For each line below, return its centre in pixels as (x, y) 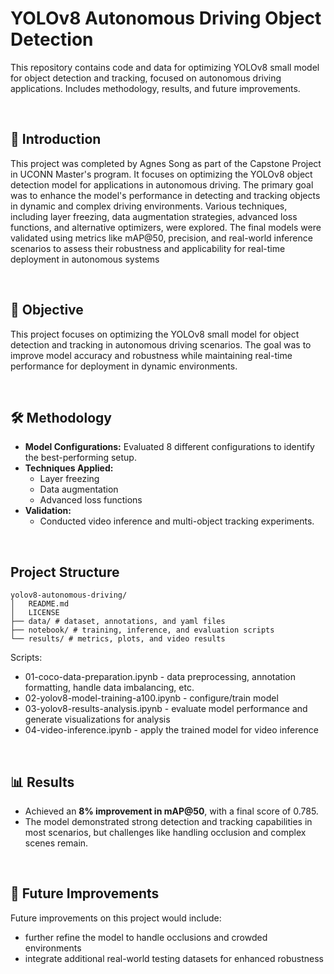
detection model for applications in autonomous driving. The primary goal (162, 184)
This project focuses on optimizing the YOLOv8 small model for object (155, 334)
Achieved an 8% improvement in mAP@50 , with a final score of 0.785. (171, 811)
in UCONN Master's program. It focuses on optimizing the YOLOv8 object (161, 174)
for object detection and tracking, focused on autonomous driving (146, 78)
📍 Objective (47, 310)
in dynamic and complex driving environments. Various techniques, (149, 206)
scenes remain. (56, 843)
